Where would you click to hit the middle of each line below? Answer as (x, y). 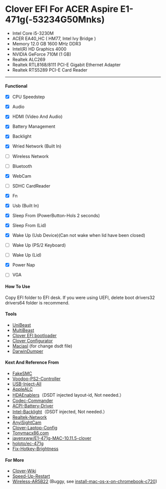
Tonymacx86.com (31, 433)
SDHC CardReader (31, 186)
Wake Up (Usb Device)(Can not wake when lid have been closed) (79, 235)
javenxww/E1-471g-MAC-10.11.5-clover (52, 438)
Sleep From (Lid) (29, 225)
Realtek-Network (29, 417)
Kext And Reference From (32, 362)
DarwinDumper (28, 351)
